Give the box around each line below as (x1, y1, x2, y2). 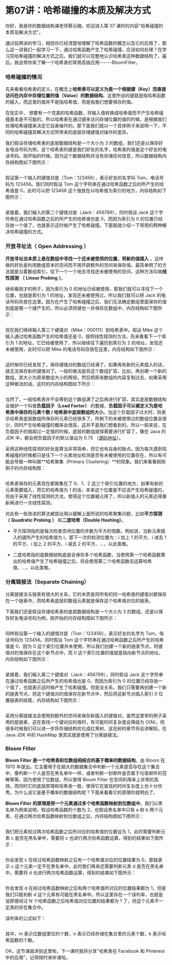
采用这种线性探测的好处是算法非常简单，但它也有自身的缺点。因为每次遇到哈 (5, 446, 167, 452)
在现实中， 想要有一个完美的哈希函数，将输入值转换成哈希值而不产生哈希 (5, 110, 159, 116)
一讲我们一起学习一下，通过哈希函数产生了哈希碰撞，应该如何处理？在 (14, 46, 162, 52)
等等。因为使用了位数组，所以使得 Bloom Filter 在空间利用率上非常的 (9, 776, 155, 783)
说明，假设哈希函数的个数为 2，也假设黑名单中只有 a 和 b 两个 (27, 807, 159, 813)
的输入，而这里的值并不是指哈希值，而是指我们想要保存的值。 (5, 99, 136, 105)
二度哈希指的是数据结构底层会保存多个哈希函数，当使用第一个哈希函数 (12, 551, 161, 558)
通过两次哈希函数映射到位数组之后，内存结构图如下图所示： (18, 813, 144, 820)
